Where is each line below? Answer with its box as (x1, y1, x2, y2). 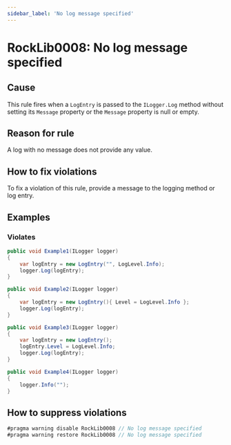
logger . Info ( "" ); (19, 381, 70, 388)
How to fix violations (7, 166, 97, 177)
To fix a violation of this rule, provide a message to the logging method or (7, 184, 215, 192)
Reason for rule (7, 128, 74, 139)
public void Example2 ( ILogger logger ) (7, 286, 119, 293)
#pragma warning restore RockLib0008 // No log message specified (7, 432, 202, 439)
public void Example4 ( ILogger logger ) (7, 368, 119, 375)
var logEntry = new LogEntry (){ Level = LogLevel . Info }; (19, 299, 190, 306)
